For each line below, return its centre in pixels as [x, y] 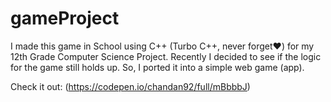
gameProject [65, 18]
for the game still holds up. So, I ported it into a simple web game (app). [157, 67]
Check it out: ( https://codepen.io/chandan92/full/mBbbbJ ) [130, 86]
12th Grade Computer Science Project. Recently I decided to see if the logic [166, 56]
